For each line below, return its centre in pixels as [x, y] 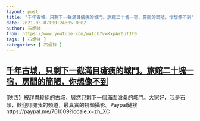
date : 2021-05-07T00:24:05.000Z [46, 23]
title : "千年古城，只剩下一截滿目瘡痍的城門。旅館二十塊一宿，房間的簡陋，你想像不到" [100, 17]
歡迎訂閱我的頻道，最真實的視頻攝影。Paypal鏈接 [77, 104]
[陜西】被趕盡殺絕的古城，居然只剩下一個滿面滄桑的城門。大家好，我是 [93, 97]
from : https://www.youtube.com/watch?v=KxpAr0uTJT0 [71, 34]
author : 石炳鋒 [24, 28]
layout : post [22, 12]
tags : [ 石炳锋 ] [26, 39]
